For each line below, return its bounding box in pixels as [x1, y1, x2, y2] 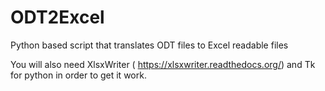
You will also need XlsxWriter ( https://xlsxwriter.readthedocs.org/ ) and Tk [10, 58, 316, 70]
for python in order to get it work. [10, 69, 147, 81]
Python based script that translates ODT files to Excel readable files [10, 39, 289, 51]
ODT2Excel [10, 6, 105, 29]
